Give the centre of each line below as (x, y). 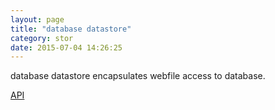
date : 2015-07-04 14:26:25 (66, 47)
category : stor (42, 38)
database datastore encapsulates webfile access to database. (138, 76)
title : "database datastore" (71, 29)
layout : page (37, 19)
